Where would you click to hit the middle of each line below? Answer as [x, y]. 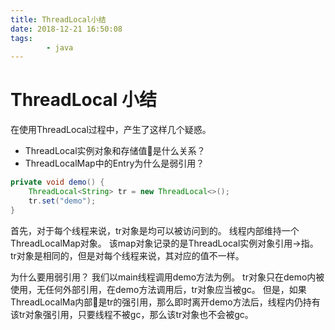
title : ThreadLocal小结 [58, 19]
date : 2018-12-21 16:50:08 [66, 29]
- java [60, 47]
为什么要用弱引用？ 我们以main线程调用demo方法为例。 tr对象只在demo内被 [167, 277]
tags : [21, 38]
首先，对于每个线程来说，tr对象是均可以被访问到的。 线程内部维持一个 [155, 230]
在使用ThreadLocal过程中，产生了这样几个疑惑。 [111, 130]
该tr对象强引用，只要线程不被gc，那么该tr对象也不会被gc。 [132, 314]
